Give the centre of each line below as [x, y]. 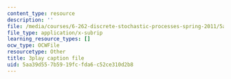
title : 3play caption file [46, 58]
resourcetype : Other [37, 52]
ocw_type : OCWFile [33, 45]
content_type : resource [41, 13]
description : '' [30, 20]
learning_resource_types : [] [49, 39]
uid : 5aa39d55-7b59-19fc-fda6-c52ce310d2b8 [70, 65]
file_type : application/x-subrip [55, 33]
